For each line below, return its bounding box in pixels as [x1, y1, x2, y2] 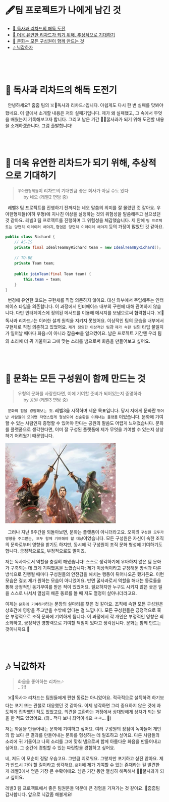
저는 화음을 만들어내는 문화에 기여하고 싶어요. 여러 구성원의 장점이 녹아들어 [5, 725, 152, 732]
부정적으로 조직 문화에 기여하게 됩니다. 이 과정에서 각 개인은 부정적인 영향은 [10, 613, 159, 619]
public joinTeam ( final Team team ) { [14, 271, 92, 277]
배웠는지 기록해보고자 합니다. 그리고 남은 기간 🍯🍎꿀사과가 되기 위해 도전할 [10, 116, 155, 122]
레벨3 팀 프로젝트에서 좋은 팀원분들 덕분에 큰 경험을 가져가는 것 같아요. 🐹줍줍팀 [5, 785, 160, 791]
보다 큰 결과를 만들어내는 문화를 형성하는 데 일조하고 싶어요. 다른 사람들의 [16, 732, 160, 738]
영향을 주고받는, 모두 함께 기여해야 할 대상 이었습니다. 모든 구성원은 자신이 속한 [5, 535, 155, 541]
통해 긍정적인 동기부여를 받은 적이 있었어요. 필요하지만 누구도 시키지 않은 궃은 [5, 583, 157, 590]
